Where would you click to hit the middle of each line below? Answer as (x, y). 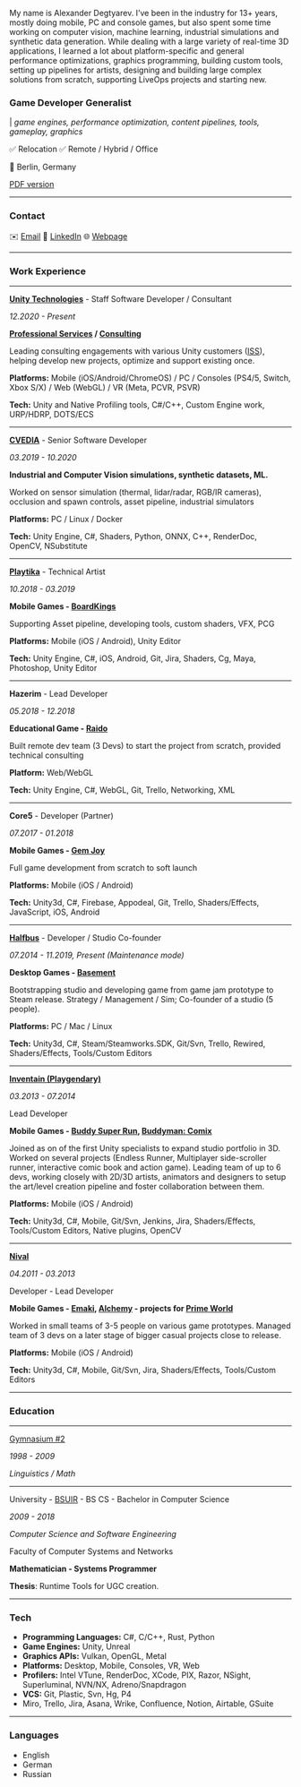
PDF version (32, 185)
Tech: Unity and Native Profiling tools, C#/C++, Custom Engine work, (137, 404)
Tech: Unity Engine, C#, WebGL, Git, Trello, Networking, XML (122, 790)
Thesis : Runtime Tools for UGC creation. (84, 1586)
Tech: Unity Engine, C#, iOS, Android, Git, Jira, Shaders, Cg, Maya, (133, 658)
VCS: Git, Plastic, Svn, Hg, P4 (77, 1694)
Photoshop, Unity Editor (53, 667)
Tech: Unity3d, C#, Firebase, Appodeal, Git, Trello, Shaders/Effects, (134, 902)
